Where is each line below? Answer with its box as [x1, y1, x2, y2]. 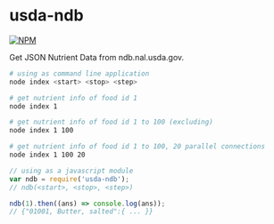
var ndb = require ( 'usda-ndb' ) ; [9, 174, 129, 183]
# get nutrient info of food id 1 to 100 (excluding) [9, 117, 214, 127]
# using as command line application [9, 68, 150, 78]
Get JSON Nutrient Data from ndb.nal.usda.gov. [9, 52, 185, 62]
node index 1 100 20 [9, 150, 87, 160]
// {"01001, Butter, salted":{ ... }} [9, 207, 154, 216]
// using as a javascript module [9, 166, 134, 175]
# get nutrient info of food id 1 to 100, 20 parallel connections [9, 142, 266, 151]
